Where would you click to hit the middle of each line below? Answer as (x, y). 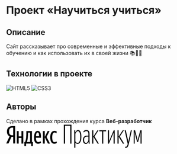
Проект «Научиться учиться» (84, 10)
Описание (26, 32)
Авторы (21, 107)
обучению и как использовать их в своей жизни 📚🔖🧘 (74, 53)
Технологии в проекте (49, 74)
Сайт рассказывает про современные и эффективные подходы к (89, 46)
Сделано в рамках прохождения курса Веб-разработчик (79, 121)
